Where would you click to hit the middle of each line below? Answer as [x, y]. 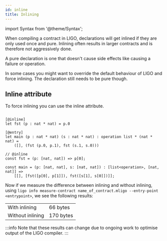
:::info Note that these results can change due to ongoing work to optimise [82, 228]
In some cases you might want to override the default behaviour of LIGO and [84, 73]
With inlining [22, 208]
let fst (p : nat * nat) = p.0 [38, 124]
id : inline [16, 10]
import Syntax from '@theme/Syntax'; [44, 28]
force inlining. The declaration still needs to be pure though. [67, 79]
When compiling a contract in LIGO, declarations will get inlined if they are [81, 38]
